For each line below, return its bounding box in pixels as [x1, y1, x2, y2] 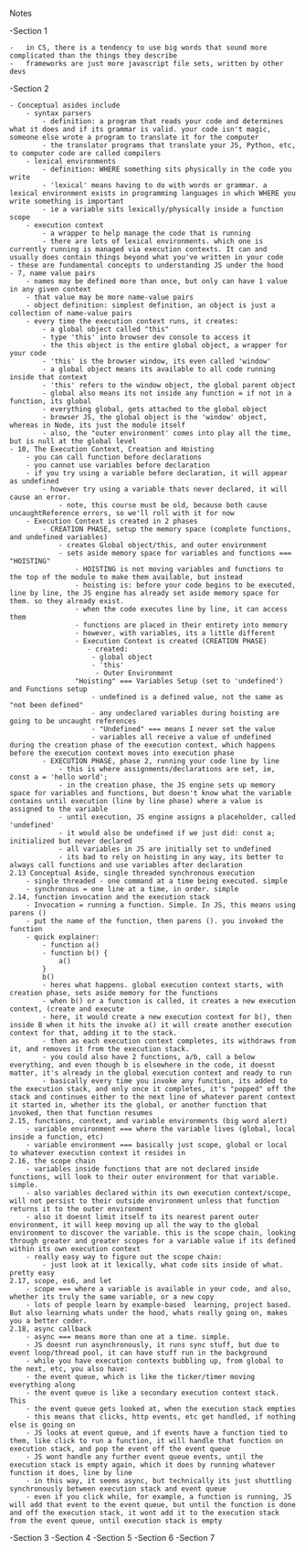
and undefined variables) [9, 533, 108, 542]
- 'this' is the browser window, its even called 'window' [42, 356, 272, 366]
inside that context [9, 373, 89, 382]
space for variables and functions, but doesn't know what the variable [9, 789, 292, 798]
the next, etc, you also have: [9, 1365, 129, 1374]
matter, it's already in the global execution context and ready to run [9, 1068, 292, 1078]
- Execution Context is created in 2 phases [26, 516, 198, 526]
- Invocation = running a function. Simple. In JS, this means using [26, 900, 297, 909]
